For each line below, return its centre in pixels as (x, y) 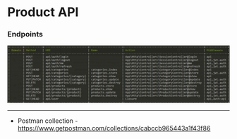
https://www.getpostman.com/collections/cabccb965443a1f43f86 (114, 128)
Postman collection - (48, 121)
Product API (43, 12)
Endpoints (25, 34)
